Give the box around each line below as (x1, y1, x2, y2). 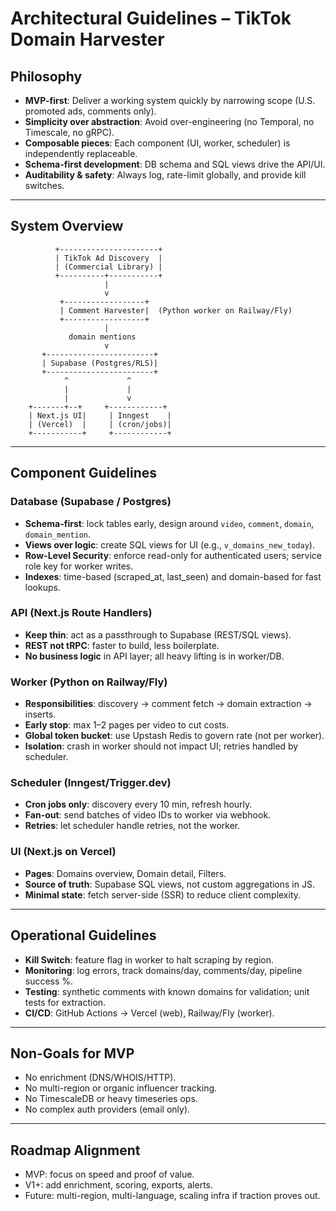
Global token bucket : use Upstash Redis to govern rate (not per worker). (24, 730, 325, 742)
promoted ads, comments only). (24, 105, 157, 117)
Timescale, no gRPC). (24, 127, 115, 138)
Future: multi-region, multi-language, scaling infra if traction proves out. (24, 1190, 321, 1202)
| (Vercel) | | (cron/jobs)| (28, 419, 172, 429)
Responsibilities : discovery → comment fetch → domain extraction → (24, 698, 313, 710)
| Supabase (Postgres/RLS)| (41, 358, 159, 368)
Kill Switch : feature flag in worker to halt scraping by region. (24, 953, 275, 966)
